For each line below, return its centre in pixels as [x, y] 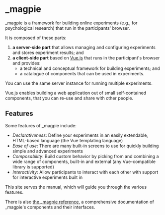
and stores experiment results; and [48, 53]
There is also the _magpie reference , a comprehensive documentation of [80, 202]
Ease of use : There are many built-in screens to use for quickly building [85, 146]
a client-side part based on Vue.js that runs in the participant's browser [86, 57]
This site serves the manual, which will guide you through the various [76, 187]
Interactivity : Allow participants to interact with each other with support [85, 172]
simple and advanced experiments [48, 151]
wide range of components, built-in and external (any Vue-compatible [84, 161]
